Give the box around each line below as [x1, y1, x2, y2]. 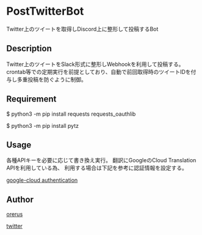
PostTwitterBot [6, 4, 84, 18]
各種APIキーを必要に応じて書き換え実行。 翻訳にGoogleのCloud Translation [6, 157, 197, 164]
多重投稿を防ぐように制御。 [16, 75, 87, 83]
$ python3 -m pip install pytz [6, 122, 79, 129]
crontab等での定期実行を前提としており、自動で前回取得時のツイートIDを [6, 68, 191, 75]
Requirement [6, 94, 57, 105]
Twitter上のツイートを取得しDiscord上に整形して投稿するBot [6, 25, 159, 32]
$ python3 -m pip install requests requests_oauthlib [6, 110, 136, 117]
